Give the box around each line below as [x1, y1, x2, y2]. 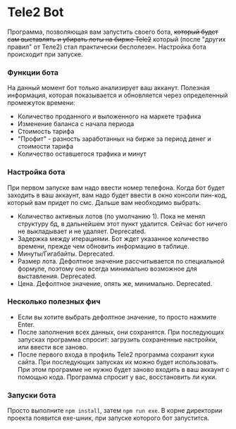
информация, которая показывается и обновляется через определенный [7, 91, 228, 99]
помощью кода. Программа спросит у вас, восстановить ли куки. [17, 373, 217, 381]
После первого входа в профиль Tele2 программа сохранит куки [17, 350, 215, 359]
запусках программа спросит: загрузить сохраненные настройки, [17, 335, 218, 344]
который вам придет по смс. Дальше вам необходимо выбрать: [7, 198, 201, 206]
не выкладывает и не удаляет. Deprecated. [17, 227, 147, 235]
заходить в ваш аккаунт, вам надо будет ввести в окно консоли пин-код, [7, 191, 228, 199]
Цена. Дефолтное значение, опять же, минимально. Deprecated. [17, 279, 213, 287]
